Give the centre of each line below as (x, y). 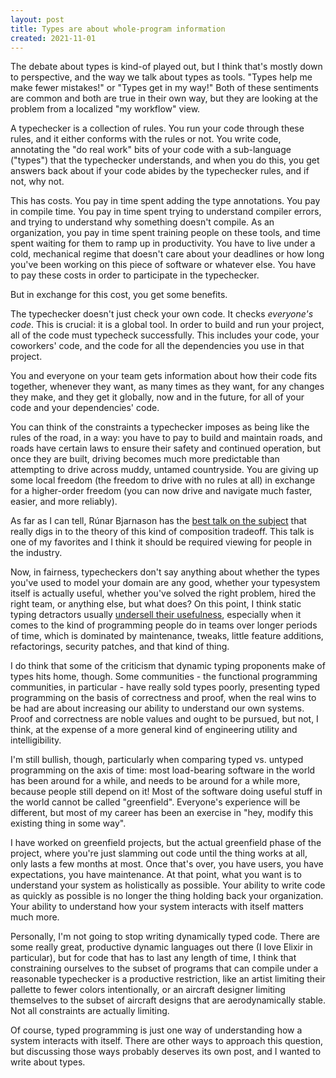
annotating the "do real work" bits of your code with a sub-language (151, 150)
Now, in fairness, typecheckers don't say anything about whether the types (165, 572)
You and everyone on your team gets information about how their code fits (164, 376)
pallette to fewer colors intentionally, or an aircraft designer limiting (148, 990)
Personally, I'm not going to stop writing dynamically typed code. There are (165, 937)
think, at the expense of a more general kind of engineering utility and (154, 730)
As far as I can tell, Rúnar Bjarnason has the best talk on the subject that (158, 521)
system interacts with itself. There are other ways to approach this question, (167, 1041)
